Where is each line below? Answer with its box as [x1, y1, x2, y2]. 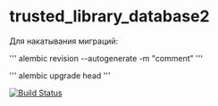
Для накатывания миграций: [9, 36, 119, 46]
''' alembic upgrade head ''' [9, 69, 111, 81]
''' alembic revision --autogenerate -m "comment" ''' [9, 53, 204, 63]
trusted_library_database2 [9, 6, 210, 27]
